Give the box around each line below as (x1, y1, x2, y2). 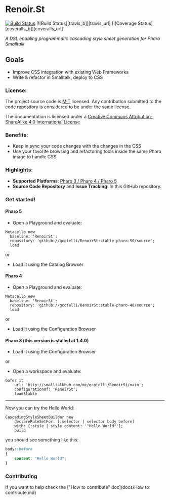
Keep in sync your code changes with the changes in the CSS (12, 143, 142, 149)
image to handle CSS (12, 154, 57, 160)
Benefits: (5, 131, 29, 139)
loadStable (14, 391, 37, 396)
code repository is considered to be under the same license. (5, 104, 131, 110)
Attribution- (129, 114, 153, 120)
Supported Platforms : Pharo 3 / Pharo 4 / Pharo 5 (12, 178, 117, 184)
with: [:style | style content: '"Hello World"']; (14, 424, 123, 429)
